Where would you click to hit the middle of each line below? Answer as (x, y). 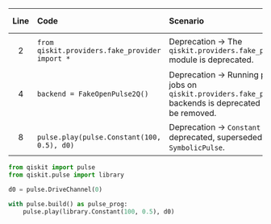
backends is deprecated (215, 103)
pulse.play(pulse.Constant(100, (99, 137)
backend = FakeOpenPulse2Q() (93, 94)
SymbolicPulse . (197, 147)
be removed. (193, 113)
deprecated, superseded (216, 137)
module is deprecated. (211, 60)
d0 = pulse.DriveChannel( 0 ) (56, 189)
